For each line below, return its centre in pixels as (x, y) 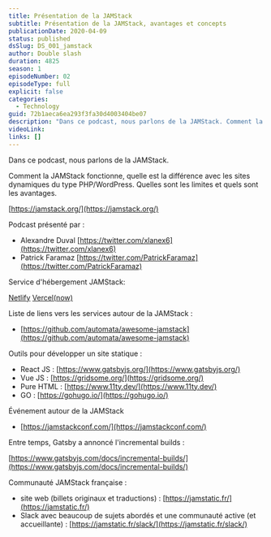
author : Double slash (45, 54)
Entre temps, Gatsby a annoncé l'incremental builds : (97, 442)
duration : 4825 (34, 62)
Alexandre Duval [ (50, 240)
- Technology (38, 106)
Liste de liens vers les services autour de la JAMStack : (101, 313)
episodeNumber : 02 (39, 76)
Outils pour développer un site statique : (75, 353)
